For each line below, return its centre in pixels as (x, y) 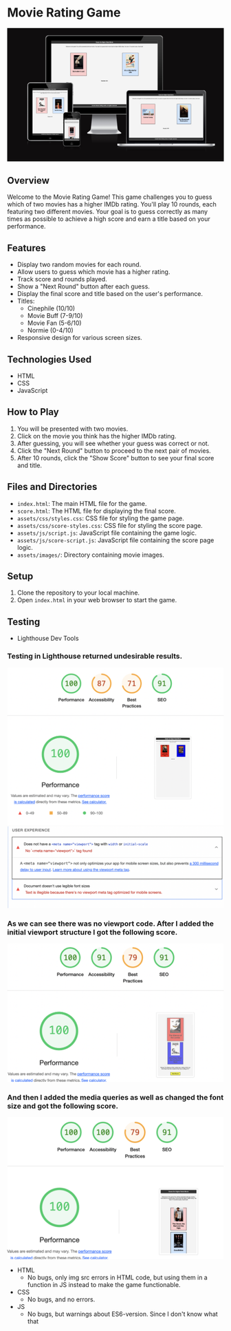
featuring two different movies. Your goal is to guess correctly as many (108, 212)
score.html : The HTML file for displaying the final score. (97, 511)
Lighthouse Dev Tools (48, 639)
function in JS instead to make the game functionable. (104, 1284)
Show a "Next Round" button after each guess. (83, 286)
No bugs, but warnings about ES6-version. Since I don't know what (122, 1314)
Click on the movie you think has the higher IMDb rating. (97, 436)
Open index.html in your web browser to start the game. (97, 600)
